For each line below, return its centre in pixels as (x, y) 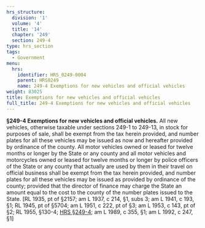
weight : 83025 (25, 92)
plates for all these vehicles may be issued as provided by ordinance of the (101, 179)
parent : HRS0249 (38, 80)
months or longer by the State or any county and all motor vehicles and (96, 153)
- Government (29, 58)
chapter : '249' (31, 35)
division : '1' (30, 18)
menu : (13, 63)
